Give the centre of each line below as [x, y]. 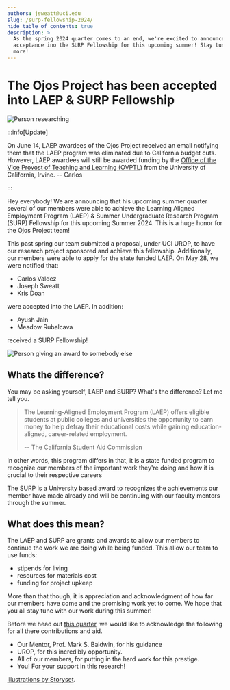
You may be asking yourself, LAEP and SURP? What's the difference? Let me [115, 392]
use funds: [22, 555]
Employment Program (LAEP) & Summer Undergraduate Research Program [113, 216]
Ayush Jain [33, 320]
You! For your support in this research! [71, 666]
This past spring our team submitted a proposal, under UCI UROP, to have [111, 243]
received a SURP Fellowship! [48, 340]
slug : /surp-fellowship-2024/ [50, 20]
